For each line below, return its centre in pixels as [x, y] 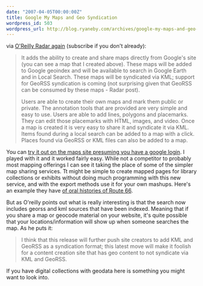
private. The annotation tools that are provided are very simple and [104, 108]
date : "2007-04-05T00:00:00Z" [44, 12]
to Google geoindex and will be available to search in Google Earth [104, 71]
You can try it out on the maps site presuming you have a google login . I [95, 152]
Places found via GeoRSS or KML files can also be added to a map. [105, 141]
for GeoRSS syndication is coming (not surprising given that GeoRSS [106, 84]
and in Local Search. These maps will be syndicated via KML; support [108, 77]
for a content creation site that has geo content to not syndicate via [105, 253]
